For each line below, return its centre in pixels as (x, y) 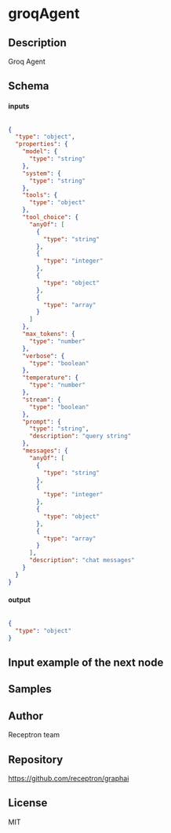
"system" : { (42, 174)
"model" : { (40, 152)
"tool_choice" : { (51, 217)
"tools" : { (40, 195)
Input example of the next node (86, 662)
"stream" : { (42, 400)
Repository (36, 760)
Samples (30, 689)
